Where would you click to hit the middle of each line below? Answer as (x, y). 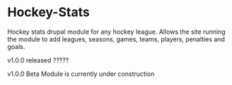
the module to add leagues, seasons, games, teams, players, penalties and (116, 39)
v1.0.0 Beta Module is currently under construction (81, 74)
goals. (16, 46)
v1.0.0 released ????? (38, 60)
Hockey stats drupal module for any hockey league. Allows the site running (116, 32)
